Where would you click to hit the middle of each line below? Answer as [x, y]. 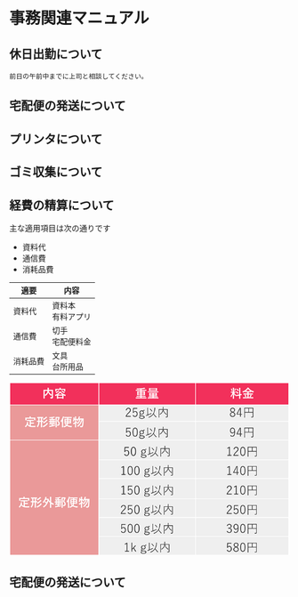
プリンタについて [56, 139]
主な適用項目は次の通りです [60, 228]
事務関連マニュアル [79, 18]
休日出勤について [56, 54]
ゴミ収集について [56, 172]
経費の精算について [62, 205]
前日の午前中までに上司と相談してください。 [79, 77]
